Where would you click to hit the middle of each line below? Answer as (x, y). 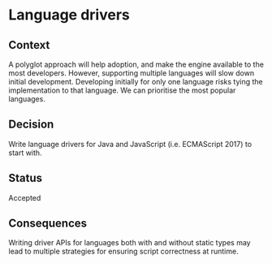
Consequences (48, 224)
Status (26, 178)
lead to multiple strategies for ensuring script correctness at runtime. (123, 251)
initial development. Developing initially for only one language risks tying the (136, 82)
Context (29, 45)
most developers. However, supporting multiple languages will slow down (131, 73)
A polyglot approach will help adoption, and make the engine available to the (136, 64)
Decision (31, 125)
